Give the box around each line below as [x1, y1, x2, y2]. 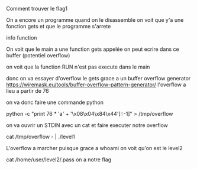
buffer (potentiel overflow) [6, 52, 70, 58]
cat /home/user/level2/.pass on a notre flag [6, 156, 111, 163]
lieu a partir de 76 [6, 87, 49, 94]
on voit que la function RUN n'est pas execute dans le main [6, 63, 150, 70]
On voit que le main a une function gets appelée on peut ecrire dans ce [6, 45, 179, 53]
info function [6, 34, 37, 41]
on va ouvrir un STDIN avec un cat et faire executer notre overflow [6, 122, 169, 129]
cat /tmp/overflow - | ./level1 [6, 133, 75, 140]
